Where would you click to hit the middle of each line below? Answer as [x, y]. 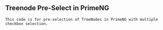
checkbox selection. [27, 24]
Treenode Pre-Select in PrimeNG [57, 8]
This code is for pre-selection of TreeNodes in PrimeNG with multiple [81, 19]
